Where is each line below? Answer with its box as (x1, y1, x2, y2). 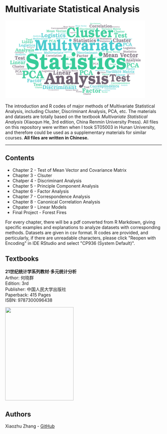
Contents (5, 154, 35, 162)
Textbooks (5, 255, 39, 263)
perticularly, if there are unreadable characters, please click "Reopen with (5, 235, 156, 241)
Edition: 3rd (5, 280, 29, 286)
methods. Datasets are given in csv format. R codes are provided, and (5, 229, 148, 235)
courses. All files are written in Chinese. (5, 134, 89, 140)
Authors (5, 410, 31, 419)
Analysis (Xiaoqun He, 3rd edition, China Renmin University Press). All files (5, 118, 159, 125)
